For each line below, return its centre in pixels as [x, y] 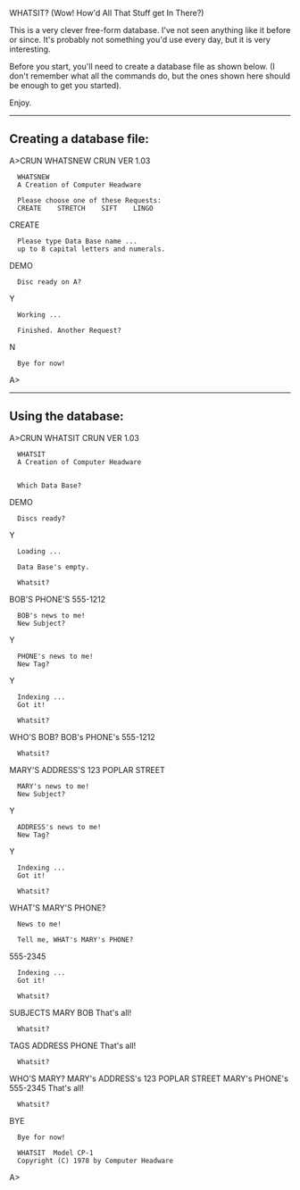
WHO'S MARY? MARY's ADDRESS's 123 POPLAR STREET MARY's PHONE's [149, 1078]
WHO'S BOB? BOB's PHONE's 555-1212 [83, 736]
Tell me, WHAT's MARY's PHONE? [75, 940]
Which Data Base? [50, 486]
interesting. [30, 49]
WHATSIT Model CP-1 [55, 1153]
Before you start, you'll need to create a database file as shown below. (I [142, 67]
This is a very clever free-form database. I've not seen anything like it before [150, 30]
